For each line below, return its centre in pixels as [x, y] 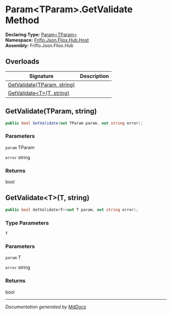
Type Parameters [27, 223]
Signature [41, 76]
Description [94, 76]
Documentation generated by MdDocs [46, 307]
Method [22, 20]
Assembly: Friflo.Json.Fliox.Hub [39, 45]
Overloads [22, 62]
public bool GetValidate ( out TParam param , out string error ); [74, 123]
